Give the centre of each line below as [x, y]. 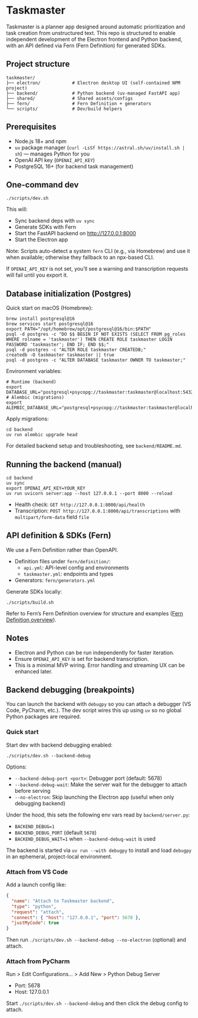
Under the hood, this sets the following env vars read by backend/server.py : [98, 815]
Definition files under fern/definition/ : [62, 561]
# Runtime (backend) [32, 382]
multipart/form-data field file [52, 517]
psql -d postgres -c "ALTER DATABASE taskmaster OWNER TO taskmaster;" [96, 360]
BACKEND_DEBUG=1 [34, 826]
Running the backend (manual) [64, 464]
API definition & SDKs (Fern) [59, 536]
